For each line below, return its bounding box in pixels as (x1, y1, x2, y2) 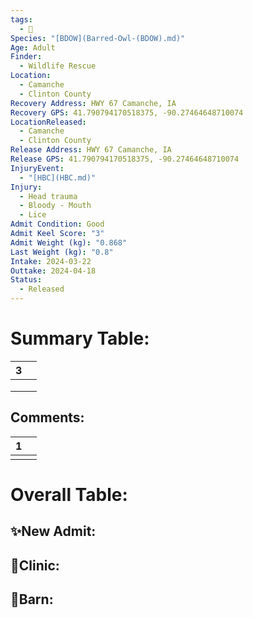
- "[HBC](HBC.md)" (19, 172, 97, 183)
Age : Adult (10, 42, 56, 53)
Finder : (10, 52, 43, 62)
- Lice (19, 210, 47, 220)
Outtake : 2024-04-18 (10, 266, 97, 276)
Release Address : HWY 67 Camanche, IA (10, 145, 172, 155)
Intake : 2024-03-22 (10, 256, 92, 266)
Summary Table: (10, 327, 150, 350)
